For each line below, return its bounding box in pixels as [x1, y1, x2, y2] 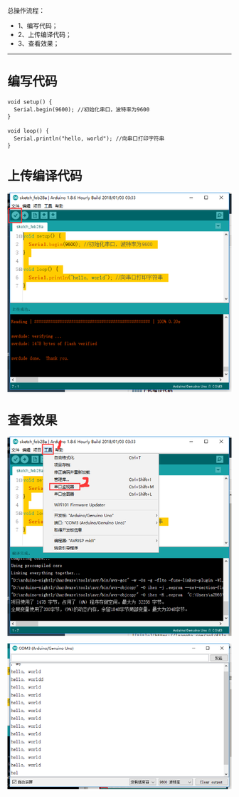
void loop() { [7, 127, 50, 134]
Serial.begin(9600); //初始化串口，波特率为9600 [14, 106, 150, 113]
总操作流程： [7, 6, 45, 14]
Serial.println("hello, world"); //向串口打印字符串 [14, 135, 165, 142]
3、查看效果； [17, 39, 60, 48]
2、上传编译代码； [17, 31, 73, 39]
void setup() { [7, 98, 53, 106]
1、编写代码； [17, 21, 58, 30]
